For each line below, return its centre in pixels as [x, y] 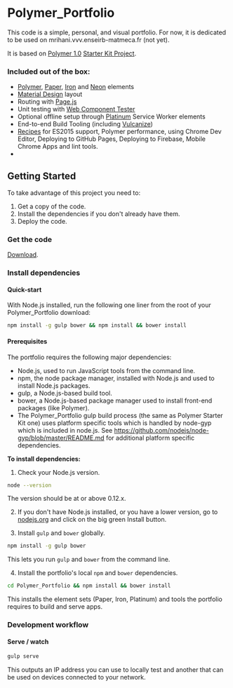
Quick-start [25, 290]
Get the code [30, 239]
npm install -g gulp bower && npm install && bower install [97, 325]
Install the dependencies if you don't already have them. [99, 214]
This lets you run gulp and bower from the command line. [89, 560]
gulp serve [23, 656]
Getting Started [42, 176]
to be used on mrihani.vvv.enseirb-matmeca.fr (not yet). [88, 39]
